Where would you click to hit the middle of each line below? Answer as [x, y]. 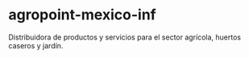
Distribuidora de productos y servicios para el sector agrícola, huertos [125, 37]
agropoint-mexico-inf [82, 15]
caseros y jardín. [36, 45]
